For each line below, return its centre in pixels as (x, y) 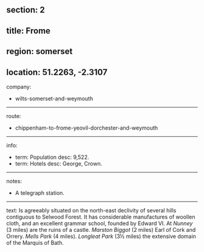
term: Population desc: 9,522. (52, 157)
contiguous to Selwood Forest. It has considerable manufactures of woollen (101, 217)
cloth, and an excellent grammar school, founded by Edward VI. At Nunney (100, 223)
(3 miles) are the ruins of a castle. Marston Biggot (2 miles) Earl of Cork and (101, 229)
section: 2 (26, 10)
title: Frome (28, 31)
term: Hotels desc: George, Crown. (59, 163)
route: (14, 116)
